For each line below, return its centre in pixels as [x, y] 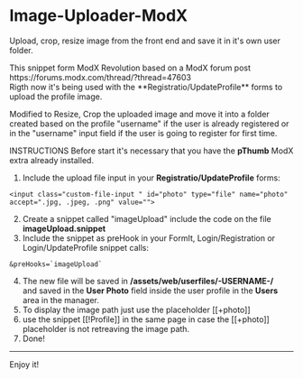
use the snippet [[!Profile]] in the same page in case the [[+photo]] [146, 319]
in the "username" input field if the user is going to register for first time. [143, 133]
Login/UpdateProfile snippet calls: [85, 247]
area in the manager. [60, 300]
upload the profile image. [56, 97]
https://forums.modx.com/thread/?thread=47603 [101, 77]
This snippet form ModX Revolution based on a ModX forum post [130, 68]
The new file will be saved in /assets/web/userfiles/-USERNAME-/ [148, 281]
